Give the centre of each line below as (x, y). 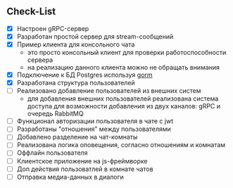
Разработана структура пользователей (76, 83)
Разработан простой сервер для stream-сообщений (95, 36)
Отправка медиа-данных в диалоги (70, 177)
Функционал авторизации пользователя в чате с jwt (95, 121)
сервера (40, 60)
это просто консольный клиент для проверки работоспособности (127, 52)
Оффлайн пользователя (52, 153)
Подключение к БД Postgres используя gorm (84, 75)
